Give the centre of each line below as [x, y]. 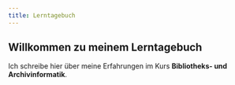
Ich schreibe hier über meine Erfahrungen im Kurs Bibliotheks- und [117, 66]
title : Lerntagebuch [42, 15]
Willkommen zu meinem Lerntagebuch [105, 48]
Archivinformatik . [38, 75]
